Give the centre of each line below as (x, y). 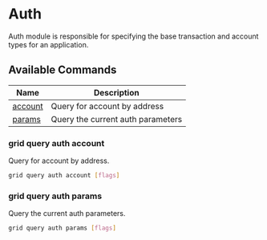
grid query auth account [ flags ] (64, 176)
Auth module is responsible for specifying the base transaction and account (133, 36)
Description (116, 92)
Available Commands (63, 70)
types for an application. (49, 44)
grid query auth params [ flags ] (62, 228)
